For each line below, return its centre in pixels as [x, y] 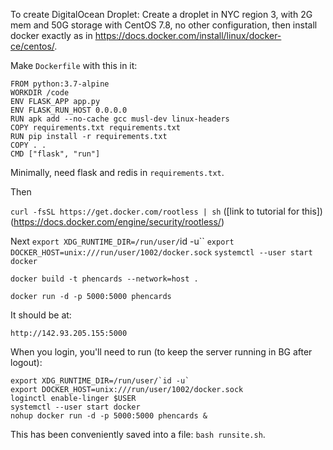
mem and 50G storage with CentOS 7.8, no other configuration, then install [164, 25]
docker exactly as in [51, 35]
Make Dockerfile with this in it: [74, 65]
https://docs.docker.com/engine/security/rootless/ [117, 222]
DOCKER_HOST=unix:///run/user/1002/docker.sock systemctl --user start [161, 253]
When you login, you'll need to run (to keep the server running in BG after [161, 352]
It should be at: [41, 315]
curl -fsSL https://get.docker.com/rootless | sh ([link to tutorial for [155, 211]
